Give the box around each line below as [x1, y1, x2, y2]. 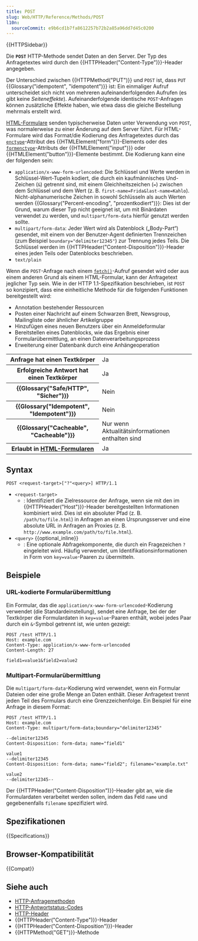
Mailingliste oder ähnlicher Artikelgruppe [14, 317, 114, 324]
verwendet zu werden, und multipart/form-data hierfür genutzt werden [14, 212, 189, 219]
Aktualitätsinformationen [102, 427, 170, 435]
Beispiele [6, 570, 41, 581]
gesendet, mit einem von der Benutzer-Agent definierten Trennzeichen [14, 231, 187, 238]
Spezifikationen [6, 817, 66, 827]
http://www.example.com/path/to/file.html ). [23, 528, 133, 535]
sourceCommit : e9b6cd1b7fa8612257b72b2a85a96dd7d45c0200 [11, 25, 154, 31]
